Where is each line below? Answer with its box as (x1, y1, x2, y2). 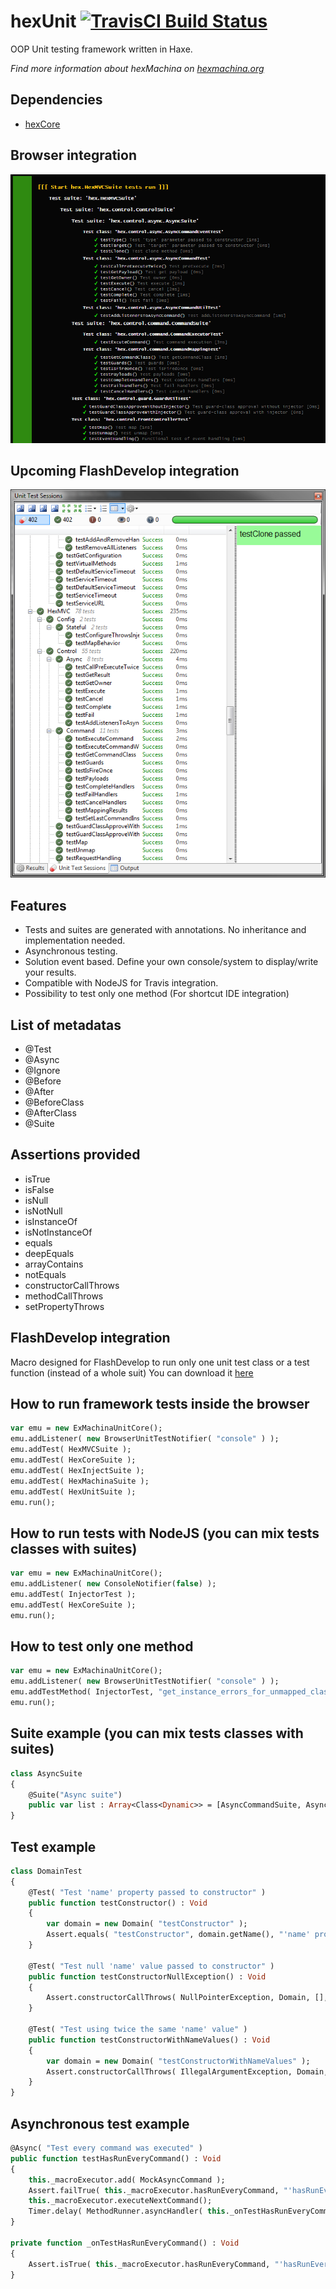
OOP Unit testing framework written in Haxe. (10, 43, 193, 55)
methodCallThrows (24, 1290, 104, 1302)
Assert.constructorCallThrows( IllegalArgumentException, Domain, (46, 2066, 329, 2077)
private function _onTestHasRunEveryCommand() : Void (10, 2238, 240, 2248)
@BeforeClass (24, 1096, 85, 1109)
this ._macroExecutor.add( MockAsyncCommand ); (28, 2175, 226, 2185)
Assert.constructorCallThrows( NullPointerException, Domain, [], (46, 1993, 329, 2003)
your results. (24, 966, 77, 979)
